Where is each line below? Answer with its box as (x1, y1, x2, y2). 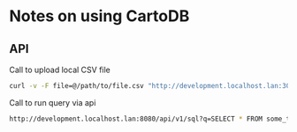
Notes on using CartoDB (9, 6, 190, 26)
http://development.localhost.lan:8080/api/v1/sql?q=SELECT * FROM (9, 114, 263, 123)
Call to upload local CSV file (9, 64, 110, 75)
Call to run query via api (9, 97, 96, 107)
